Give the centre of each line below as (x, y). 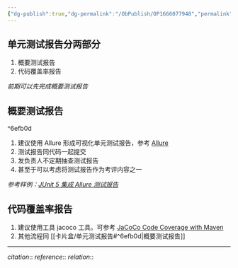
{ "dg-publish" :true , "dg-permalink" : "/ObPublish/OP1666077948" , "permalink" (120, 14)
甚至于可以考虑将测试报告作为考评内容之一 (80, 170)
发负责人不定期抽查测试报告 (58, 161)
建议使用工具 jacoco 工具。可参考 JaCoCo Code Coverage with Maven (120, 228)
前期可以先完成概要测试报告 (48, 86)
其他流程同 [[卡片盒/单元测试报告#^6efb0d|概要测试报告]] (101, 236)
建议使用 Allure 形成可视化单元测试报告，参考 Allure (93, 143)
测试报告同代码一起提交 (52, 152)
